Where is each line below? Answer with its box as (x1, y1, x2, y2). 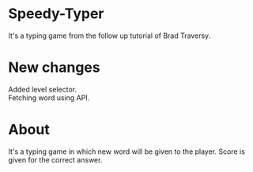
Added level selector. (8, 84, 77, 94)
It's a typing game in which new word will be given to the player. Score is (8, 147, 245, 156)
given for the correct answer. (8, 155, 103, 164)
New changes (8, 58, 100, 77)
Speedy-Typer (8, 5, 104, 23)
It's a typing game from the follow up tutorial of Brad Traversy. (8, 31, 211, 40)
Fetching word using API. (8, 92, 90, 103)
